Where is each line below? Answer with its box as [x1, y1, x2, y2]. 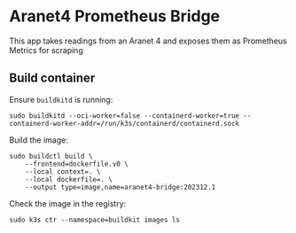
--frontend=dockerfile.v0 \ [25, 159, 129, 168]
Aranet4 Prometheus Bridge [9, 6, 221, 27]
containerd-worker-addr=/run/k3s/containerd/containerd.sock [9, 119, 240, 128]
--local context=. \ [25, 167, 101, 176]
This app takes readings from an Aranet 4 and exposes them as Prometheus [9, 35, 288, 46]
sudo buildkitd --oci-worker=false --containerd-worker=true [9, 111, 240, 120]
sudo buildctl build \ [9, 151, 93, 160]
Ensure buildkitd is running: [9, 94, 113, 105]
